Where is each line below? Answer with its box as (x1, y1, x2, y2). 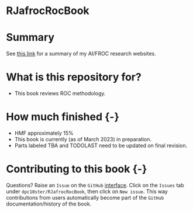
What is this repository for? (6, 71, 142, 84)
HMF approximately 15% (14, 130, 74, 137)
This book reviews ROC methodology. (14, 90, 106, 97)
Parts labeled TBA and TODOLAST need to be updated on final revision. (14, 142, 188, 149)
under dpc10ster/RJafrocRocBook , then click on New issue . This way (6, 188, 168, 195)
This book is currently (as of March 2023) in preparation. (14, 136, 152, 142)
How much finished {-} (6, 110, 120, 124)
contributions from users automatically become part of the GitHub (6, 194, 164, 201)
